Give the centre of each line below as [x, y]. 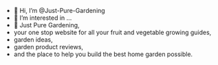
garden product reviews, [48, 47]
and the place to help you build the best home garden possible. [103, 54]
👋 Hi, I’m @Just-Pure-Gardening [59, 11]
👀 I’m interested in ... [43, 18]
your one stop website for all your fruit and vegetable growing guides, [112, 32]
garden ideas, [33, 40]
